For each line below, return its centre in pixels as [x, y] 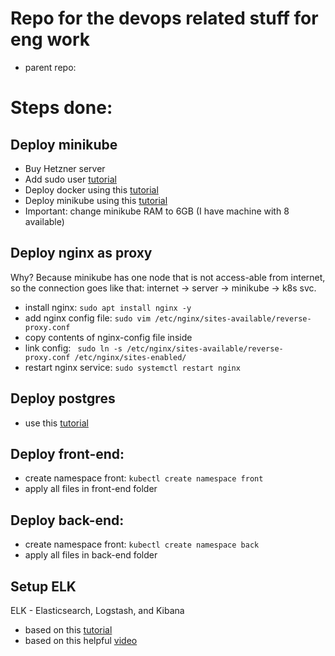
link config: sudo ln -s [73, 348]
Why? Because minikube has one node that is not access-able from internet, [168, 277]
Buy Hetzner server [65, 168]
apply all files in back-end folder [91, 555]
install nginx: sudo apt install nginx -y [108, 307]
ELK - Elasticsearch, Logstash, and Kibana [97, 610]
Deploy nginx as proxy [81, 253]
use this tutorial [56, 423]
